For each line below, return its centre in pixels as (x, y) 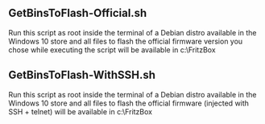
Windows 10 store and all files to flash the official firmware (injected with (129, 103)
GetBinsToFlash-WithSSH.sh (82, 75)
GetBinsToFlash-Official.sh (78, 13)
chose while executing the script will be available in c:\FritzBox (112, 50)
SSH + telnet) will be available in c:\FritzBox (81, 111)
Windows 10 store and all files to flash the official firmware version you (126, 41)
